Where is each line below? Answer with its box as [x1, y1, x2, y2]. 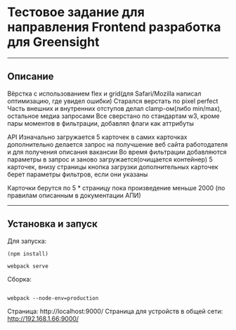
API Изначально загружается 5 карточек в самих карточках [7, 133, 188, 141]
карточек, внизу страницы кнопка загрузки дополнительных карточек [7, 162, 219, 171]
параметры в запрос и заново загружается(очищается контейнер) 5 [7, 155, 213, 164]
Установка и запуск [7, 218, 98, 230]
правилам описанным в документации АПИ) [7, 191, 142, 199]
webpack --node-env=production [7, 294, 99, 302]
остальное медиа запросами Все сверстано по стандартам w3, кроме [7, 112, 220, 120]
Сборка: [7, 275, 32, 283]
